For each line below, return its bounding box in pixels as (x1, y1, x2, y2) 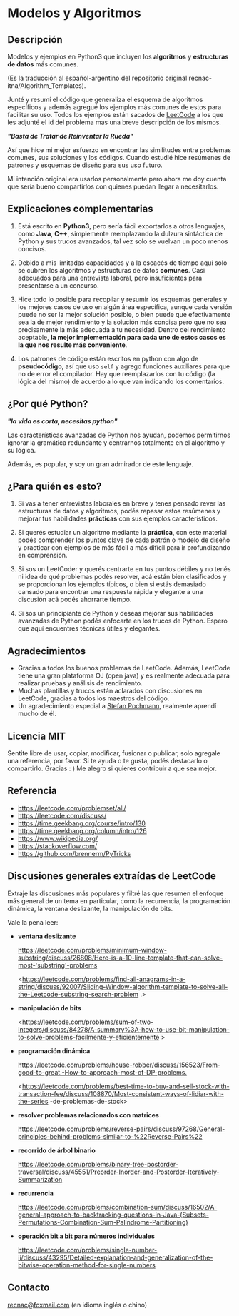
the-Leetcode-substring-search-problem (17, 990, 139, 998)
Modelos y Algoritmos (7, 5, 141, 21)
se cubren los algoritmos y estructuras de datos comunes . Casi (17, 266, 205, 274)
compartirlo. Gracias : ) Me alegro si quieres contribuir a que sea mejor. (7, 764, 218, 773)
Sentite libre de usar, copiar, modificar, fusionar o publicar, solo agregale (7, 749, 221, 758)
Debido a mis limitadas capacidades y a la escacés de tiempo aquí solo (17, 258, 228, 267)
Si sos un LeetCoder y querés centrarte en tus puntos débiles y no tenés (17, 565, 231, 573)
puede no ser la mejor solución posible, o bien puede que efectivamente (17, 310, 231, 318)
